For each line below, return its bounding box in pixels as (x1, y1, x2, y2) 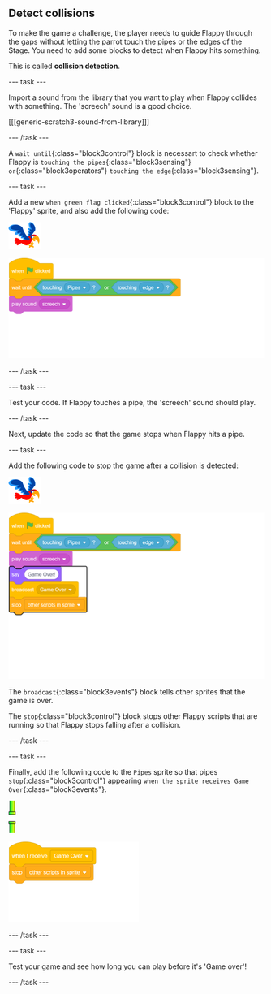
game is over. (8, 696, 54, 706)
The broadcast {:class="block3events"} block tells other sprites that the (8, 687, 246, 697)
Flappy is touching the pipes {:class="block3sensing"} (8, 157, 192, 166)
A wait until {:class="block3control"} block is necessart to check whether (8, 148, 258, 158)
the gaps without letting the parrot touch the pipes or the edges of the (8, 37, 243, 46)
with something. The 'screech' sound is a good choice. (8, 101, 192, 110)
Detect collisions (8, 6, 96, 20)
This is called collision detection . (8, 61, 120, 71)
